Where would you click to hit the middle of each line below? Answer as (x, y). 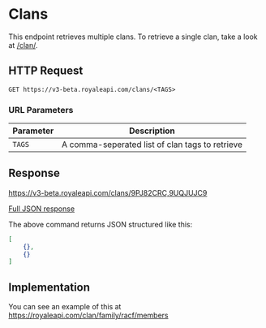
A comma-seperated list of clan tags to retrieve (152, 145)
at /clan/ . (23, 45)
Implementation (49, 287)
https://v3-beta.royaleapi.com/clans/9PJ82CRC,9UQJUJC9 (108, 192)
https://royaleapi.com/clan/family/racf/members (88, 315)
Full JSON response (42, 209)
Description (152, 131)
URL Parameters (41, 110)
